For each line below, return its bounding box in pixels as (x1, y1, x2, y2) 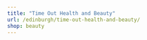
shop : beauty (7, 22, 45, 29)
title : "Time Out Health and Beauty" (7, 9, 116, 17)
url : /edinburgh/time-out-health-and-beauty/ (7, 16, 140, 23)
